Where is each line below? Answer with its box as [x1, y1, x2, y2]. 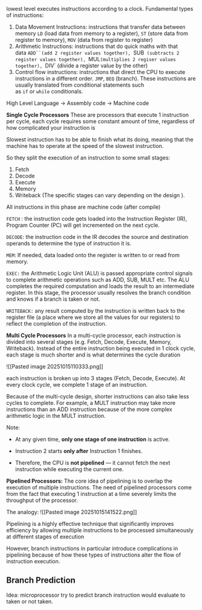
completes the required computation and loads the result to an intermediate [6, 283, 195, 290]
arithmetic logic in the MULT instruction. [6, 412, 106, 419]
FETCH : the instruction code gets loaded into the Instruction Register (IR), [6, 215, 187, 222]
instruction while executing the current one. [15, 466, 124, 472]
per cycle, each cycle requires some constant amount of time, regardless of [6, 118, 195, 125]
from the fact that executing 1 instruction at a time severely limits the [6, 491, 177, 497]
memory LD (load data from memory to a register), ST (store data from [15, 30, 189, 37]
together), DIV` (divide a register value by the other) [15, 62, 148, 69]
